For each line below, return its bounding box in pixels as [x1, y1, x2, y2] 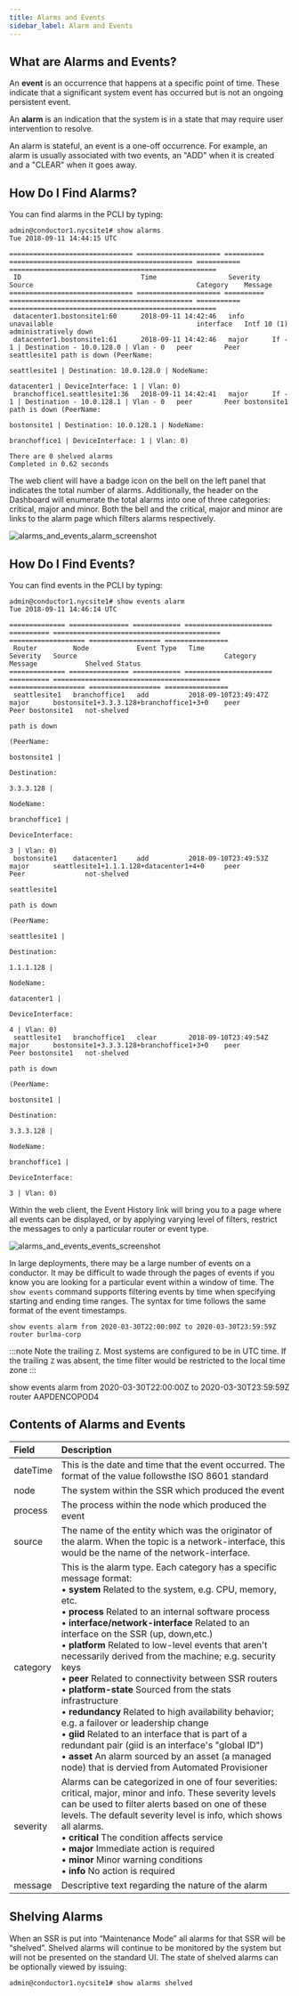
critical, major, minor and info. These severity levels [61, 1786, 277, 1798]
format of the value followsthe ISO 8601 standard [61, 1469, 269, 1482]
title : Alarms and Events [9, 12, 105, 22]
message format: [61, 1572, 132, 1584]
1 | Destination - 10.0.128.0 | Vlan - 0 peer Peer [9, 343, 241, 352]
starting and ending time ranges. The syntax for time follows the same [9, 1296, 267, 1306]
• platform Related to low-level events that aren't [61, 1638, 268, 1651]
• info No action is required [61, 1864, 175, 1877]
